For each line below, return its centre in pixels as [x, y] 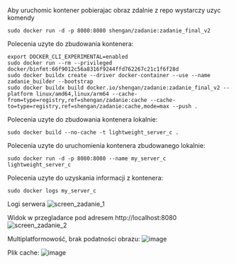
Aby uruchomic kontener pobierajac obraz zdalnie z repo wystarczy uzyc [114, 10]
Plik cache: [23, 253]
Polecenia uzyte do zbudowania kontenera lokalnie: [83, 119]
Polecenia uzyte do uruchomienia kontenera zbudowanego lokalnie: [106, 145]
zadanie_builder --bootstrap [50, 81]
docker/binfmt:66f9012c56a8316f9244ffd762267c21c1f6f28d [93, 69]
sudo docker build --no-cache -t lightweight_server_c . [93, 132]
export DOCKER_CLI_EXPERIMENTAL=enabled [68, 57]
